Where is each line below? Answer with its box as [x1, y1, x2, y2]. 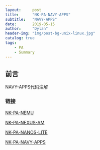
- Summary [14, 49, 35, 55]
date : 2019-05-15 [5, 21, 55, 27]
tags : [5, 40, 17, 45]
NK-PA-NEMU [5, 110, 34, 116]
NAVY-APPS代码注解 [5, 84, 48, 90]
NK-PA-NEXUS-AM [5, 119, 45, 125]
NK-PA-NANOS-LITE [5, 129, 48, 135]
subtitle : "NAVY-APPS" [5, 17, 57, 22]
